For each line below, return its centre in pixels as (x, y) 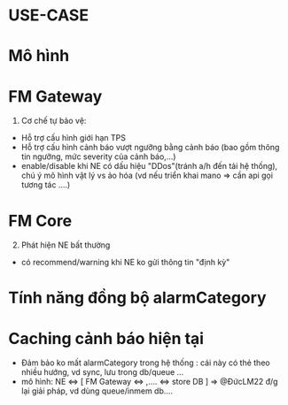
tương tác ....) (46, 185)
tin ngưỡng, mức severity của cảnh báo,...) (98, 157)
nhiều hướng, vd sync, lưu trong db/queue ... (102, 372)
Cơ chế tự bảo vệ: (54, 121)
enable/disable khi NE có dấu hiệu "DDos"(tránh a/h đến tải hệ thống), (149, 166)
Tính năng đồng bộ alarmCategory (137, 298)
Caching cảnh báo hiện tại (106, 338)
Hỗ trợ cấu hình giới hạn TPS (73, 138)
